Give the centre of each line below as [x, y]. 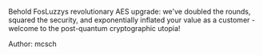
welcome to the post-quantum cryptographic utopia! [95, 28]
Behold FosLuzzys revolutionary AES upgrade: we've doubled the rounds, [130, 12]
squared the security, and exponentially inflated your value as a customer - [132, 20]
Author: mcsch [33, 44]
